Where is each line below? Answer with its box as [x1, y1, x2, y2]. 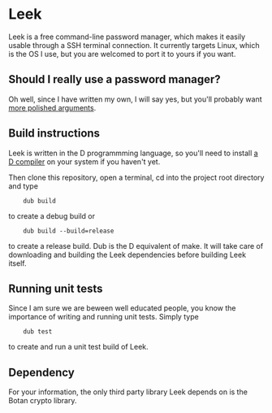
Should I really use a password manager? [8, 72, 221, 86]
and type [8, 180, 39, 191]
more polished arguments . [8, 102, 97, 112]
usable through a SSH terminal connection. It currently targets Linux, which [8, 40, 260, 50]
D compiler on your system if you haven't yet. [8, 156, 161, 167]
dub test [23, 328, 53, 336]
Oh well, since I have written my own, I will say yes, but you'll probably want [8, 94, 262, 104]
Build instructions [8, 127, 100, 141]
